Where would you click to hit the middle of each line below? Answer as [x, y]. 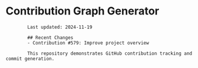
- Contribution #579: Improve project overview [88, 43]
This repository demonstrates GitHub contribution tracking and [110, 53]
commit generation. [30, 58]
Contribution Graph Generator [82, 11]
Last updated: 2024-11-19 [60, 27]
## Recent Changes [50, 37]
